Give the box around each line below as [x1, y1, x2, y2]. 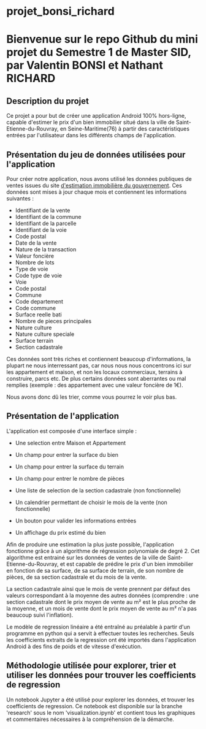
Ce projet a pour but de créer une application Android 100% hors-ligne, [6, 112, 186, 120]
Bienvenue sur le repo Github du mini [6, 32, 198, 47]
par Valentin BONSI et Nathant [6, 58, 164, 72]
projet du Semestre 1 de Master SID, [6, 45, 191, 59]
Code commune [15, 305, 56, 311]
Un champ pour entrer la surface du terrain [15, 463, 124, 470]
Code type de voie [15, 272, 63, 279]
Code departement [15, 298, 63, 305]
